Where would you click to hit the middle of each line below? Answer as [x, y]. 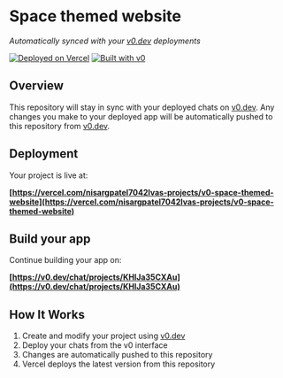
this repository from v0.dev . [60, 126]
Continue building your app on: [65, 260]
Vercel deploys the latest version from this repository [119, 364]
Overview [37, 86]
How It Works [47, 315]
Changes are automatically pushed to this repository [117, 355]
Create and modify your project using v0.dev [103, 336]
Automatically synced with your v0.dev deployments [105, 41]
